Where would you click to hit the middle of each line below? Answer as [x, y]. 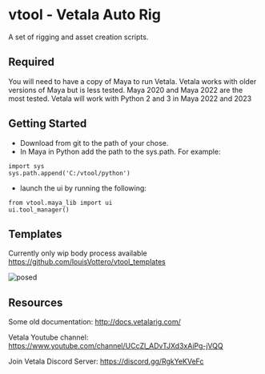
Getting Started [48, 124]
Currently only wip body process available [78, 253]
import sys [26, 166]
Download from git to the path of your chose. [94, 143]
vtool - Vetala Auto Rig [85, 15]
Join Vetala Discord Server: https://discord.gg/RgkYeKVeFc [106, 361]
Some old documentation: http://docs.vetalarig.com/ [95, 322]
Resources [36, 302]
